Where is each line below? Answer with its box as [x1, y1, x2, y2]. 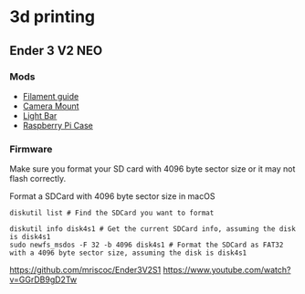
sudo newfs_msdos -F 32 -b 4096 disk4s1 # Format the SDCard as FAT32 [9, 240, 284, 250]
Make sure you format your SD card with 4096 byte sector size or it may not [9, 163, 296, 174]
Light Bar [22, 110, 58, 121]
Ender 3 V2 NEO [9, 43, 103, 58]
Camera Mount [22, 100, 79, 111]
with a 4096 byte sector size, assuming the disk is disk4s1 [9, 248, 247, 257]
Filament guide [22, 90, 79, 101]
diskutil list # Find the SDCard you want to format [9, 208, 215, 218]
